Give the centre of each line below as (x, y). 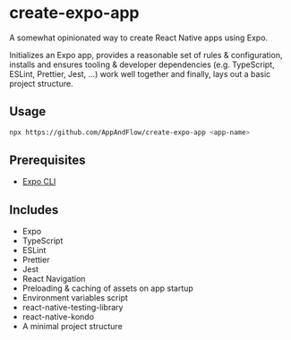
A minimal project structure (72, 327)
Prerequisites (47, 161)
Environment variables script (75, 298)
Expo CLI (39, 182)
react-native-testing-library (73, 308)
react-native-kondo (58, 317)
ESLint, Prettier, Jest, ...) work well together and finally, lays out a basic (140, 73)
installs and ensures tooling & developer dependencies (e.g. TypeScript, (142, 64)
